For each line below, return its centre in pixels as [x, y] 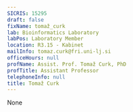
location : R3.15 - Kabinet [45, 45]
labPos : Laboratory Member [45, 39]
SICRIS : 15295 [27, 13]
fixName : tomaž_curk [36, 26]
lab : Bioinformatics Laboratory [53, 32]
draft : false [26, 20]
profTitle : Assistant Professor [53, 70]
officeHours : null [33, 58]
